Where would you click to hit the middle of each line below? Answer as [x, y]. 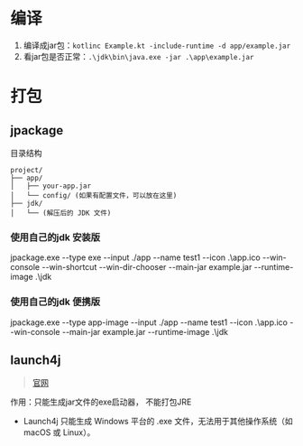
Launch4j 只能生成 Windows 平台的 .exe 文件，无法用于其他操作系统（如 [158, 422]
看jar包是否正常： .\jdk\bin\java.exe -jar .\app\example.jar [138, 56]
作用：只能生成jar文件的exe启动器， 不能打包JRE [101, 402]
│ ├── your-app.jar [51, 186]
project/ [27, 170]
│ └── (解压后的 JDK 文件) [61, 213]
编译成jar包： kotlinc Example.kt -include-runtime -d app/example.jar [157, 45]
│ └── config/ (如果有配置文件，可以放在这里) [94, 195]
